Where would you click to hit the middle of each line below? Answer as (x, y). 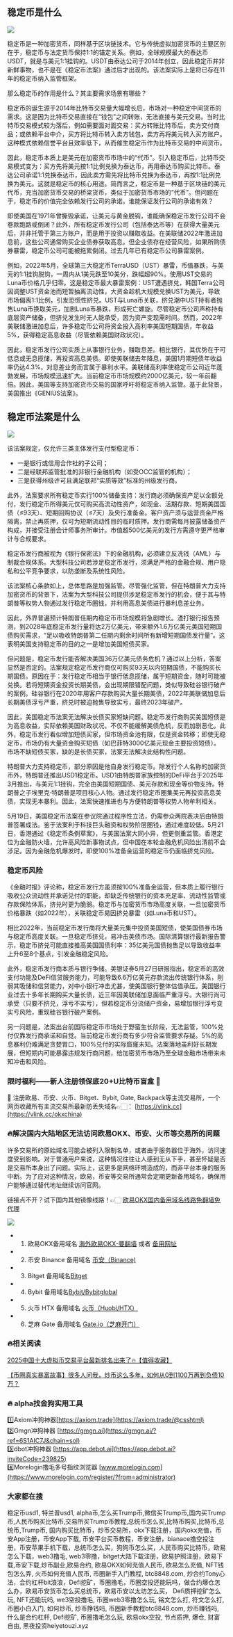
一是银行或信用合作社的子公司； (63, 463)
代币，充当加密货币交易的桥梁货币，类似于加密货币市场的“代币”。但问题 (110, 192)
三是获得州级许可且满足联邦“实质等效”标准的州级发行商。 (99, 480)
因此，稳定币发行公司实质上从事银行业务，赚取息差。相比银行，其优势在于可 (116, 349)
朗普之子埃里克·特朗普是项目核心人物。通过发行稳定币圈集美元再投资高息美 (114, 792)
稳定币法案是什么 (44, 417)
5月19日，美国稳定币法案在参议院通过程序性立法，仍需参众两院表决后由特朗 (115, 816)
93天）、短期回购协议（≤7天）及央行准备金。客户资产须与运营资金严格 (123, 513)
